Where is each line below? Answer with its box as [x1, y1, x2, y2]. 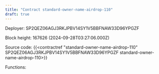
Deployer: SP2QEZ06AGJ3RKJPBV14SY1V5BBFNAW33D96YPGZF [5, 25, 140, 31]
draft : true [5, 12, 29, 17]
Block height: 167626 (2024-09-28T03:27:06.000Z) [5, 35, 109, 41]
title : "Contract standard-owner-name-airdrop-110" [5, 7, 113, 12]
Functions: [5, 64, 26, 70]
